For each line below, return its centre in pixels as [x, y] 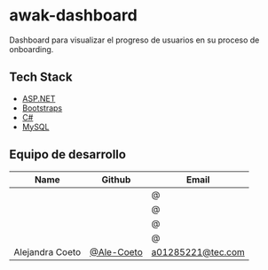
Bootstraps [42, 108]
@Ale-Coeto [116, 251]
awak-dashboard [73, 15]
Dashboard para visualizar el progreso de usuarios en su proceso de [134, 40]
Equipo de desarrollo [68, 154]
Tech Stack [41, 77]
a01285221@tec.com [198, 251]
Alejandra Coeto [47, 251]
